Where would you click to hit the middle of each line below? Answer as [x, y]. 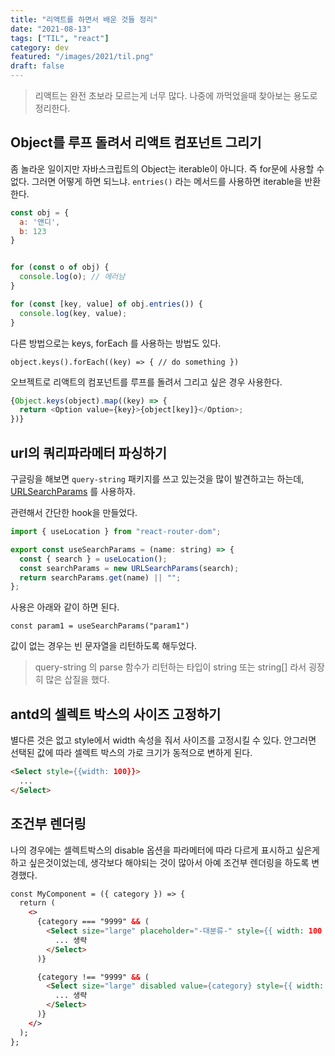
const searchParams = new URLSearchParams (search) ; [129, 568]
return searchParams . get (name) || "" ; [100, 577]
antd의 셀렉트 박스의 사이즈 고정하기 [116, 714]
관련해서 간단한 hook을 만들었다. [74, 512]
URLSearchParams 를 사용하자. [73, 491]
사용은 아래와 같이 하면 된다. [65, 607]
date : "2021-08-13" [51, 29]
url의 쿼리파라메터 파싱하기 [89, 452]
